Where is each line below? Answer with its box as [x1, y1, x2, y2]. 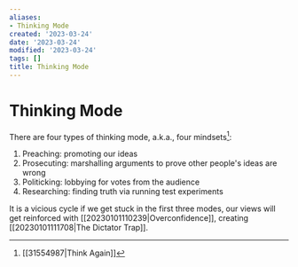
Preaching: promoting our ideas [21, 148, 138, 160]
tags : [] [9, 54, 42, 63]
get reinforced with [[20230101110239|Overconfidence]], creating [9, 213, 249, 224]
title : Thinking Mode [9, 63, 90, 72]
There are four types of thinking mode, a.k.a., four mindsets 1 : [9, 130, 232, 142]
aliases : [9, 12, 42, 22]
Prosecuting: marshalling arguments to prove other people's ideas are [21, 158, 278, 169]
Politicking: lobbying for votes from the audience [21, 177, 200, 187]
